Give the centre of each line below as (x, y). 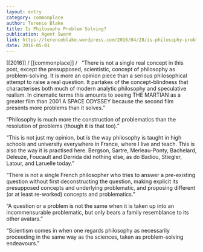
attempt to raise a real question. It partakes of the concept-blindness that (97, 82)
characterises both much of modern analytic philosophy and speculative (96, 88)
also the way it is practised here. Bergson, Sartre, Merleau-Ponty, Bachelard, (101, 150)
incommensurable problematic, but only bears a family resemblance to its (98, 212)
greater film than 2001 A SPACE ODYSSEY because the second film (90, 101)
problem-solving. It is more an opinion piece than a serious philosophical (97, 76)
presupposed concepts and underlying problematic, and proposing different (101, 187)
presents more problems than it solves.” (56, 108)
